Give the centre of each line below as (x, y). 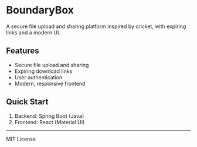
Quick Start (27, 102)
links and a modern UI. (33, 32)
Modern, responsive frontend (50, 83)
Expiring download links (43, 71)
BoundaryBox (40, 10)
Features (23, 51)
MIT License (21, 139)
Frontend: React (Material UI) (50, 122)
